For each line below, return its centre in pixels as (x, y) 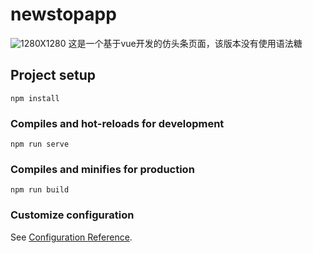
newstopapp (63, 14)
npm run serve (40, 144)
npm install (35, 98)
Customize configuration (72, 215)
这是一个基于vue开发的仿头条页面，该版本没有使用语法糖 (185, 43)
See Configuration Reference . (71, 237)
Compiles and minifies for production (102, 169)
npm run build (40, 190)
